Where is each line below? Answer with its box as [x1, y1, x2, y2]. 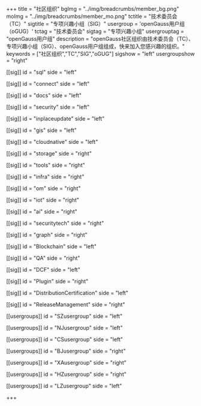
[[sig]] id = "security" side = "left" [6, 104, 90, 110]
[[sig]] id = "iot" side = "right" [6, 197, 80, 203]
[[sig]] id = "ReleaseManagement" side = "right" [6, 301, 125, 308]
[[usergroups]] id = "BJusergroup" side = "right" [6, 347, 126, 354]
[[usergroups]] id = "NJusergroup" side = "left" [6, 324, 123, 331]
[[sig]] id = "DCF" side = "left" [6, 266, 80, 273]
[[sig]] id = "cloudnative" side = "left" [6, 139, 98, 145]
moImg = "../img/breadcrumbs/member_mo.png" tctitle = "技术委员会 [6, 13, 178, 20]
